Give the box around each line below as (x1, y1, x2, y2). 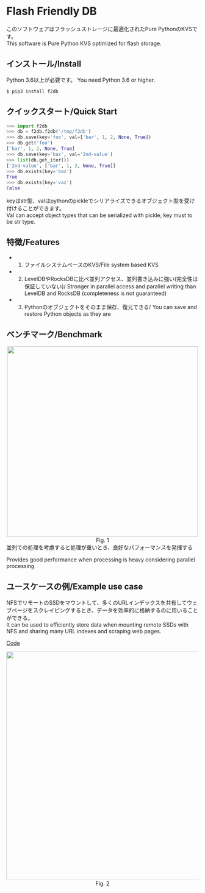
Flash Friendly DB (6, 4, 97, 18)
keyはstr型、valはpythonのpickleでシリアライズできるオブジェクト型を (6, 197, 184, 205)
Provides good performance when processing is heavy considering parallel (6, 556, 195, 563)
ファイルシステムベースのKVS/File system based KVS (24, 261, 159, 268)
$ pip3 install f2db (6, 88, 59, 94)
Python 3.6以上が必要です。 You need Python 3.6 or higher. (6, 76, 156, 84)
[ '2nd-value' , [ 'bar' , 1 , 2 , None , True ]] (6, 163, 116, 169)
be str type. (6, 218, 35, 226)
